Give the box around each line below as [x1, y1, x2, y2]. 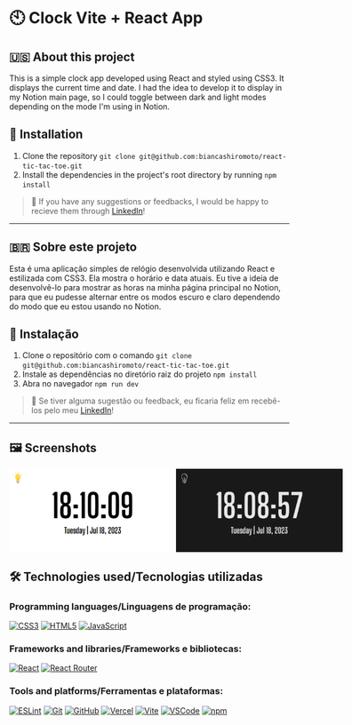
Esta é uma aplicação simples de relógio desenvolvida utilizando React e [9, 263, 276, 274]
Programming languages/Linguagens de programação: [9, 600, 252, 612]
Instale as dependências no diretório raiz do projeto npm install [21, 369, 258, 379]
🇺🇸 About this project [9, 49, 135, 64]
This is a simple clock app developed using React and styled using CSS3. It [9, 73, 284, 84]
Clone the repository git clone [21, 150, 136, 161]
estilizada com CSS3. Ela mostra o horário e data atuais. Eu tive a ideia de [9, 273, 279, 283]
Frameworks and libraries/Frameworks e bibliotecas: [9, 642, 243, 655]
